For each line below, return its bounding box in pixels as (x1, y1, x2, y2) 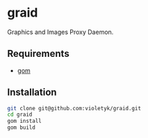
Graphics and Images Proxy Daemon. (7, 28, 114, 36)
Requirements (7, 48, 69, 60)
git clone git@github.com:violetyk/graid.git (7, 105, 141, 112)
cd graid (7, 111, 33, 119)
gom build (7, 124, 36, 131)
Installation (7, 87, 57, 98)
